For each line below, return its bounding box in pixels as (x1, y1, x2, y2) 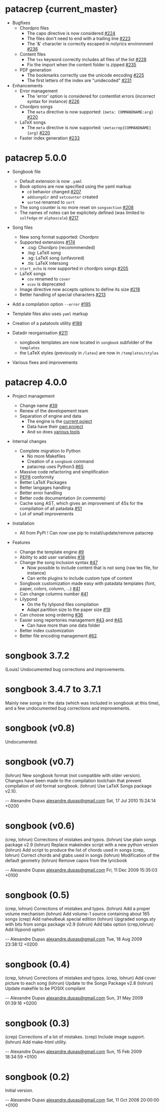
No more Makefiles (27, 453, 66, 459)
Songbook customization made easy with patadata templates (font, (19, 580, 156, 586)
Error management (19, 88, 58, 94)
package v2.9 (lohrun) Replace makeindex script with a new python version (5, 842, 159, 848)
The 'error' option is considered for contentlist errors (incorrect (27, 93, 155, 99)
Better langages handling (19, 484, 70, 490)
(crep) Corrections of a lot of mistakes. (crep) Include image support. (5, 1034, 145, 1040)
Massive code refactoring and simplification (19, 468, 109, 474)
